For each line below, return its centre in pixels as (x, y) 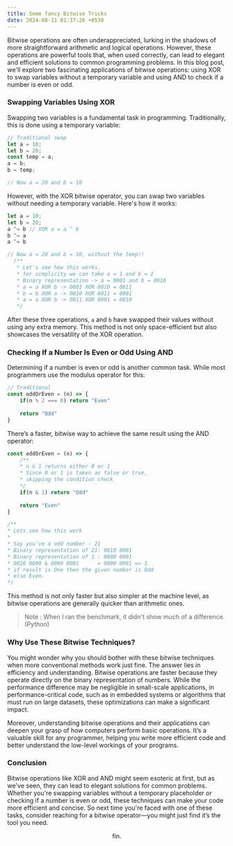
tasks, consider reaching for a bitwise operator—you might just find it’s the (114, 815)
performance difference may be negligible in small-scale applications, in (111, 687)
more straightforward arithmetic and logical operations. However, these (109, 47)
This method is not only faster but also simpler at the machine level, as (108, 596)
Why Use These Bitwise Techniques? (71, 643)
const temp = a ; (31, 157)
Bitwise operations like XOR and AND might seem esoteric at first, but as (111, 778)
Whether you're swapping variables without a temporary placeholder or (110, 793)
